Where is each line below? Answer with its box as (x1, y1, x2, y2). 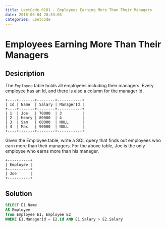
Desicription (5, 69, 45, 78)
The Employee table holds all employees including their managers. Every (5, 83, 154, 89)
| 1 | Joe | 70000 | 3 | (5, 111, 85, 116)
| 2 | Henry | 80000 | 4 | (5, 116, 85, 121)
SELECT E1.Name (5, 203, 37, 208)
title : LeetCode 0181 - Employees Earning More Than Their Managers (5, 7, 152, 13)
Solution (5, 189, 32, 198)
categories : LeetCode (5, 17, 51, 22)
